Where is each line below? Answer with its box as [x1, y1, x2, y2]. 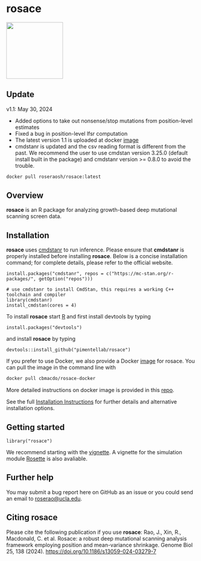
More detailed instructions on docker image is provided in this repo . [6, 387, 174, 394]
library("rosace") [6, 438, 53, 444]
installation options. [6, 405, 55, 412]
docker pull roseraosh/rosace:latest [6, 174, 101, 180]
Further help [6, 472, 54, 483]
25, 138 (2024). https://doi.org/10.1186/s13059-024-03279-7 [6, 548, 157, 555]
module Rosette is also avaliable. [6, 455, 88, 462]
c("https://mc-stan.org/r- [106, 271, 174, 277]
